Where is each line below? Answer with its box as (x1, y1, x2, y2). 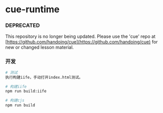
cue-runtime (5, 4, 60, 15)
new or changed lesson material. (5, 44, 74, 51)
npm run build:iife (5, 88, 47, 94)
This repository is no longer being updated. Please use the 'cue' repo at (5, 33, 156, 39)
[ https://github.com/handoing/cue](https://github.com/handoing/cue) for (5, 39, 158, 45)
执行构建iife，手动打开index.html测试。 (5, 75, 83, 80)
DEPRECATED (5, 22, 40, 29)
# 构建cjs (5, 98, 24, 103)
